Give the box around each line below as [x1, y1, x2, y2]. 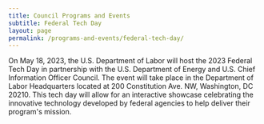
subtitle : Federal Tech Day [8, 19, 102, 27]
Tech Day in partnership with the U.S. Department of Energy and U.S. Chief [8, 65, 256, 74]
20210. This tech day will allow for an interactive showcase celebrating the [8, 90, 254, 100]
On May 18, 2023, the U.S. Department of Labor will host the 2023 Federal [8, 56, 253, 66]
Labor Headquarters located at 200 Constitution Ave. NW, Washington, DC [8, 82, 254, 91]
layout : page [8, 26, 52, 34]
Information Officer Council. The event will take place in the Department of [8, 73, 254, 82]
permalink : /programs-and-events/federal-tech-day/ [8, 34, 184, 42]
